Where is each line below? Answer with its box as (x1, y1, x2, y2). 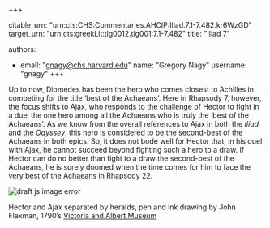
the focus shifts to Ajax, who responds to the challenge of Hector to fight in (8, 102, 259, 111)
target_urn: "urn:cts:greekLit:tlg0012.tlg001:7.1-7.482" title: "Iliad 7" (8, 29, 231, 38)
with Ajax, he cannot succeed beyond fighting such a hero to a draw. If (8, 145, 245, 154)
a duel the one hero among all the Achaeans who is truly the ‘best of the (8, 110, 250, 120)
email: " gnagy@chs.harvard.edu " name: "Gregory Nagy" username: (19, 60, 247, 70)
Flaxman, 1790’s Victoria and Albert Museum (8, 211, 157, 220)
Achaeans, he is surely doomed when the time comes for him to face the (8, 162, 251, 171)
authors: (8, 45, 36, 54)
